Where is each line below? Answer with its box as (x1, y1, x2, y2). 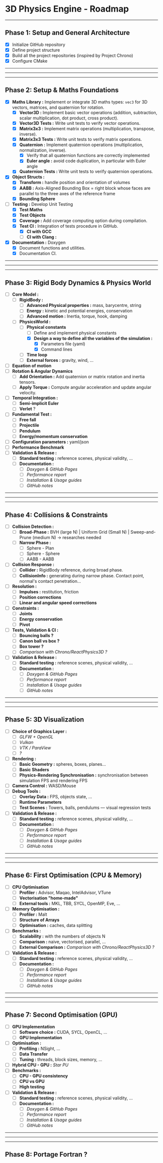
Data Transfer (19, 1051, 48, 1057)
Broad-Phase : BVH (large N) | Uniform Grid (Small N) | (19, 529, 130, 535)
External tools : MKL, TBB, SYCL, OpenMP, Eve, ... (19, 900, 120, 906)
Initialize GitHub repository (12, 41, 65, 47)
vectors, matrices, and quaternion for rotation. (12, 104, 104, 110)
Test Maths (19, 206, 43, 212)
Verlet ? (19, 406, 35, 412)
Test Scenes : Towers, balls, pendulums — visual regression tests (19, 805, 151, 810)
